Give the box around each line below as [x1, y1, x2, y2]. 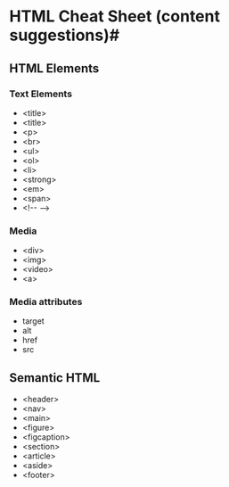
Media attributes [9, 296, 83, 309]
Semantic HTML [9, 370, 101, 385]
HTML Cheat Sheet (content [9, 6, 221, 27]
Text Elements [9, 87, 73, 100]
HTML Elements [9, 61, 100, 76]
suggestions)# [9, 25, 120, 45]
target [21, 316, 45, 326]
